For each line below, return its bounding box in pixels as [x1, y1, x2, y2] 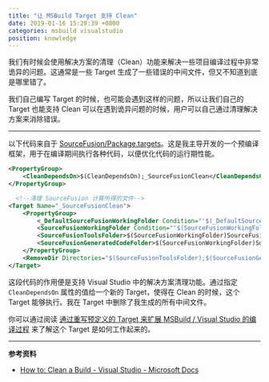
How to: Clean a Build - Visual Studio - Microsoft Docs [19, 364, 199, 374]
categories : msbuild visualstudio [8, 26, 124, 35]
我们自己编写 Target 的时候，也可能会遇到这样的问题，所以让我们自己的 [8, 94, 244, 104]
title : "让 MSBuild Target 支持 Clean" [8, 11, 138, 20]
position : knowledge [8, 34, 78, 43]
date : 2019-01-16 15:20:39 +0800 [8, 19, 120, 27]
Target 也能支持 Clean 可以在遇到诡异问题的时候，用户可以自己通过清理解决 [8, 104, 259, 114]
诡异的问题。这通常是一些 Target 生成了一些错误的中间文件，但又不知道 [8, 67, 244, 77]
